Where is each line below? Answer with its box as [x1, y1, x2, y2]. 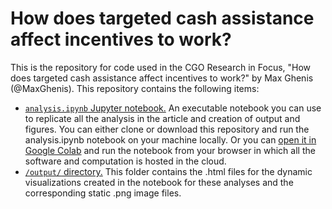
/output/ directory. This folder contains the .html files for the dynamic [24, 165, 313, 177]
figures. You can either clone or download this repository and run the [24, 123, 310, 135]
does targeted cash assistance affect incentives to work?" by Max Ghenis [10, 72, 314, 84]
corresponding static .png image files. [24, 187, 182, 199]
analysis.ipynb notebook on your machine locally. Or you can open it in [24, 133, 317, 146]
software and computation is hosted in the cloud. [24, 155, 227, 167]
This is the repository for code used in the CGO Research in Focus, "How [10, 61, 312, 73]
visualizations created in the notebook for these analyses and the [24, 176, 294, 188]
